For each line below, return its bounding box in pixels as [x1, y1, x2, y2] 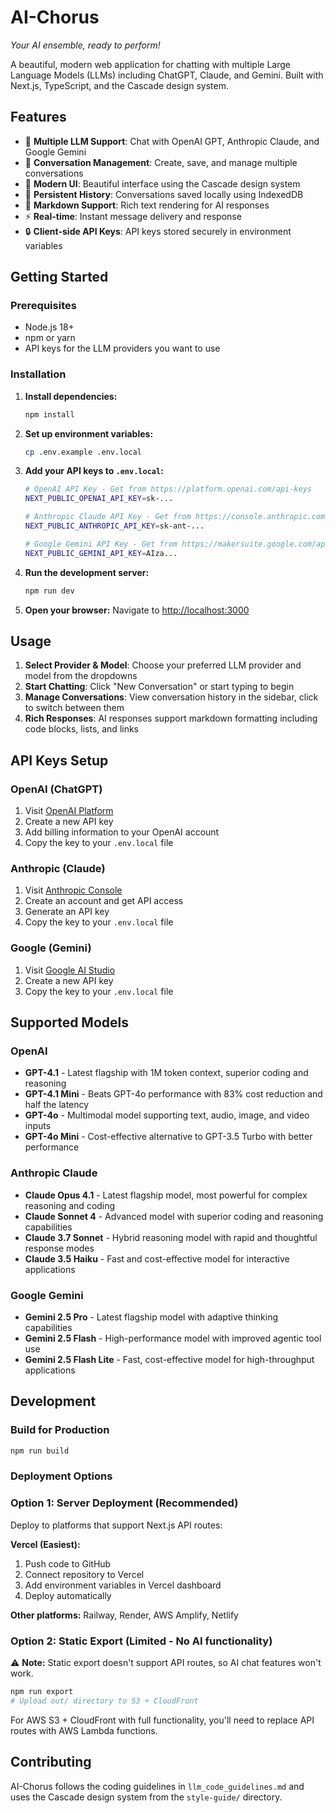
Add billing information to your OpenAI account [24, 826, 220, 838]
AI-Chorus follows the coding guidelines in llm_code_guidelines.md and [10, 1780, 305, 1792]
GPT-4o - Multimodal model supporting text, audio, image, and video [24, 1109, 310, 1121]
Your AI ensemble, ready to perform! [10, 39, 161, 51]
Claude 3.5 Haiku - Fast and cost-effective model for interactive [24, 1252, 290, 1265]
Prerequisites [10, 299, 77, 313]
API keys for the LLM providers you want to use [24, 342, 221, 355]
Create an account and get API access [24, 895, 184, 907]
